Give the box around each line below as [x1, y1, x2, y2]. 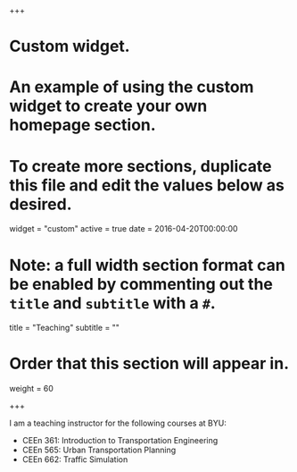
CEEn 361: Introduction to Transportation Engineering [21, 435, 219, 446]
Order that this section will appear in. [9, 354, 290, 374]
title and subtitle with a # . [9, 292, 216, 313]
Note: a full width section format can [9, 255, 285, 275]
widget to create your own [9, 96, 208, 116]
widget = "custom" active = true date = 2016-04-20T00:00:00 [9, 223, 238, 234]
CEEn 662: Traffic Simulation [21, 454, 128, 465]
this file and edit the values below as [9, 175, 285, 195]
